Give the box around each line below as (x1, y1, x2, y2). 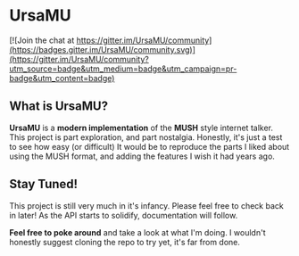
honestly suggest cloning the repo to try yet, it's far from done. (9, 236, 241, 247)
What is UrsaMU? (9, 99, 109, 114)
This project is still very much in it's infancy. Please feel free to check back (9, 200, 284, 211)
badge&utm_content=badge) (9, 72, 115, 83)
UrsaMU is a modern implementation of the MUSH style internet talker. (9, 122, 274, 133)
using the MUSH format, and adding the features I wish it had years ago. (9, 151, 275, 161)
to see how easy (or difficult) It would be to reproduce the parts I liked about (9, 141, 290, 152)
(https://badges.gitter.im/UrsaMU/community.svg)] (9, 44, 196, 54)
